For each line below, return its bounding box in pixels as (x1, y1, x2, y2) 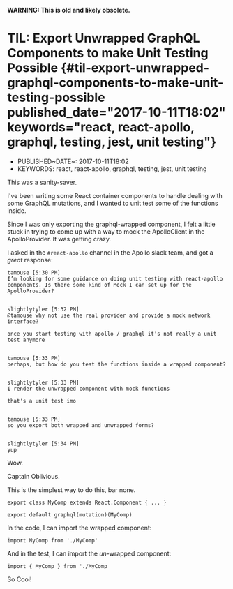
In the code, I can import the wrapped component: (7, 523, 152, 532)
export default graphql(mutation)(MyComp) (7, 511, 133, 519)
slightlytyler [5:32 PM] (7, 306, 80, 313)
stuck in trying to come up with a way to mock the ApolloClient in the (7, 227, 205, 236)
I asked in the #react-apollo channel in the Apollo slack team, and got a (7, 248, 214, 257)
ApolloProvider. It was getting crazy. (7, 234, 112, 243)
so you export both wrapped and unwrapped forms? (7, 422, 155, 428)
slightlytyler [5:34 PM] (7, 440, 80, 447)
